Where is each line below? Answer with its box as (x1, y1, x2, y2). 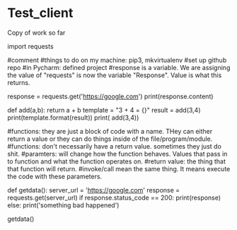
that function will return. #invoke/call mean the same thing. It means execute (7, 164, 231, 173)
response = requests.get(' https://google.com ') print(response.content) (7, 92, 214, 100)
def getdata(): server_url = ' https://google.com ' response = (7, 185, 180, 194)
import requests (7, 42, 54, 50)
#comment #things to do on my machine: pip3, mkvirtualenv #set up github (7, 55, 227, 64)
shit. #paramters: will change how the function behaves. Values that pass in (7, 149, 228, 158)
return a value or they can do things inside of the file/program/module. (7, 134, 213, 143)
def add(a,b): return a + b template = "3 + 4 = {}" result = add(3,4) (7, 105, 201, 114)
